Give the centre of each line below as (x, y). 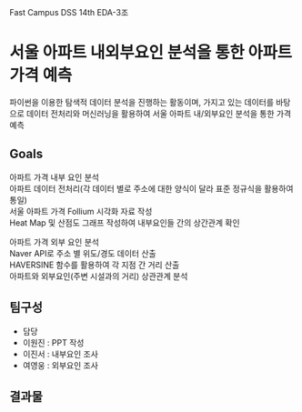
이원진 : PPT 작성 (53, 342)
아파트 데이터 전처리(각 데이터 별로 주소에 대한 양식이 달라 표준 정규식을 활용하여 (151, 188)
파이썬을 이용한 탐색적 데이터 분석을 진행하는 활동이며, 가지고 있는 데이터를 (142, 102)
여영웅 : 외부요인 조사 (60, 365)
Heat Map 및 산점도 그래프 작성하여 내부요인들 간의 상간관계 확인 (125, 222)
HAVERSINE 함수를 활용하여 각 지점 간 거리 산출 (95, 265)
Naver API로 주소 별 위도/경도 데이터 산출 (83, 253)
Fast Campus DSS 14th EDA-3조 (69, 12)
